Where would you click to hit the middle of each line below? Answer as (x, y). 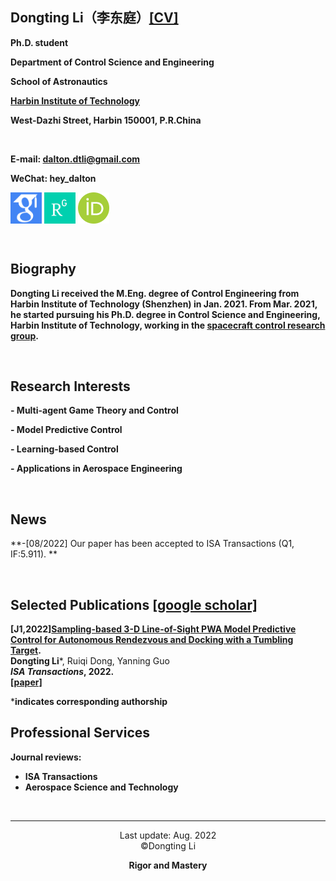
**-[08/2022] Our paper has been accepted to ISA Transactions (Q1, (152, 544)
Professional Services (80, 733)
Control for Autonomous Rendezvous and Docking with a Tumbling (152, 640)
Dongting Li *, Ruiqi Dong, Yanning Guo (90, 661)
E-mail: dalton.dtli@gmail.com (75, 159)
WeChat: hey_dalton (53, 178)
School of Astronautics (59, 81)
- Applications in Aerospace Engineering (96, 469)
